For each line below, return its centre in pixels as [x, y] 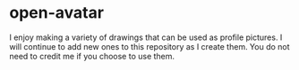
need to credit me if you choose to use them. [92, 56]
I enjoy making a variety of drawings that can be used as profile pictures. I [146, 37]
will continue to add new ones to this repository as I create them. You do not [149, 46]
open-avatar [57, 13]
